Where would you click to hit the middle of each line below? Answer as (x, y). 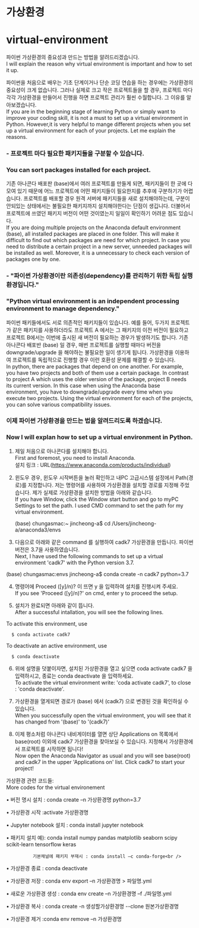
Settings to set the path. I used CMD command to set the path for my (99, 505)
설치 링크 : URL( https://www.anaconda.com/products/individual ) (93, 465)
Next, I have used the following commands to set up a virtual (89, 556)
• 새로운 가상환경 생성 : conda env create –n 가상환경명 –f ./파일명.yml (89, 893)
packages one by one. (33, 259)
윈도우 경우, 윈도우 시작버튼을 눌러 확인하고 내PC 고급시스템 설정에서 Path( (102, 477)
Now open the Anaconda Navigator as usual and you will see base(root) (103, 756)
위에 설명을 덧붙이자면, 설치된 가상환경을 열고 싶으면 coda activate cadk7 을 (104, 668)
